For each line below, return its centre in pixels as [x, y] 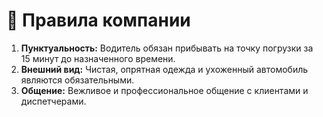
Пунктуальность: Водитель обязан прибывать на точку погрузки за [167, 48]
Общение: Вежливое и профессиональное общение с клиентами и [164, 90]
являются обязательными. [77, 80]
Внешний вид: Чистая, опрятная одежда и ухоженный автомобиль [164, 69]
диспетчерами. [53, 101]
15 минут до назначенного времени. [98, 58]
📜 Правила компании [98, 20]
